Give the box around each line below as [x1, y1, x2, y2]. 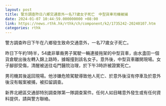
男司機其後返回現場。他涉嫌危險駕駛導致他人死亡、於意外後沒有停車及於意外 [5, 73, 161, 79]
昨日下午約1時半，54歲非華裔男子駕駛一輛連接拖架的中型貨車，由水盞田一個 [5, 50, 160, 56]
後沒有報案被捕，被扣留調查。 [5, 79, 66, 85]
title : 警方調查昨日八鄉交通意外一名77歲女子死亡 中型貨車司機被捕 [5, 12, 128, 17]
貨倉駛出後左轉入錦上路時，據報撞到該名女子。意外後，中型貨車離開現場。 [5, 56, 157, 62]
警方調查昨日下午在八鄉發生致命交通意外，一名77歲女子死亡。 [5, 40, 132, 46]
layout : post [5, 7, 32, 12]
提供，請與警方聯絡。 [9, 96, 53, 102]
